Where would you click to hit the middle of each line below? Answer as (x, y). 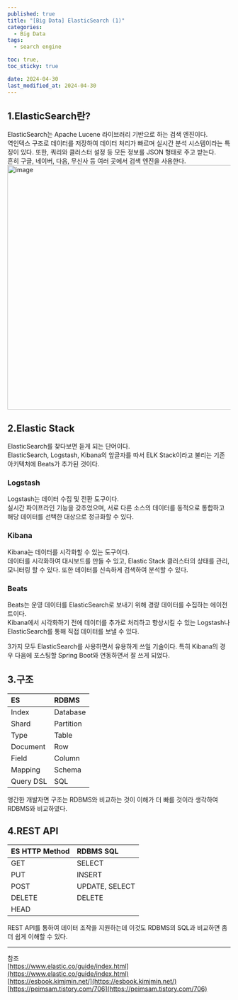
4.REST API (33, 831)
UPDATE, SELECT (106, 886)
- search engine (38, 47)
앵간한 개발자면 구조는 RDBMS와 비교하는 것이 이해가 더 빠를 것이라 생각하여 (113, 799)
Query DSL (29, 781)
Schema (68, 770)
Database (70, 712)
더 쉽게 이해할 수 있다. (38, 936)
